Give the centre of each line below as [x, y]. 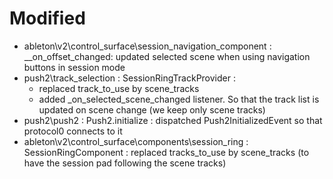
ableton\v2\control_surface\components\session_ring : [136, 141]
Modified [47, 18]
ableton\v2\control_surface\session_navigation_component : [147, 46]
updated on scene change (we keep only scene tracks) [152, 109]
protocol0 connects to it [73, 131]
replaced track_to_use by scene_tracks [119, 88]
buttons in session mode [74, 67]
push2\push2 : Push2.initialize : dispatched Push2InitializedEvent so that [173, 120]
